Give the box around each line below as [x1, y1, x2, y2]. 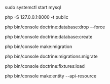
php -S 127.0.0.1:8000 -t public [5, 14, 69, 20]
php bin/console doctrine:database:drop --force [5, 24, 105, 30]
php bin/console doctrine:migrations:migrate [5, 53, 98, 59]
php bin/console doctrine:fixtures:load [5, 63, 85, 69]
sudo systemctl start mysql [5, 5, 61, 10]
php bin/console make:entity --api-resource [5, 73, 97, 79]
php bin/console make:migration [5, 44, 72, 50]
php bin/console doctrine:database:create [5, 34, 93, 39]
